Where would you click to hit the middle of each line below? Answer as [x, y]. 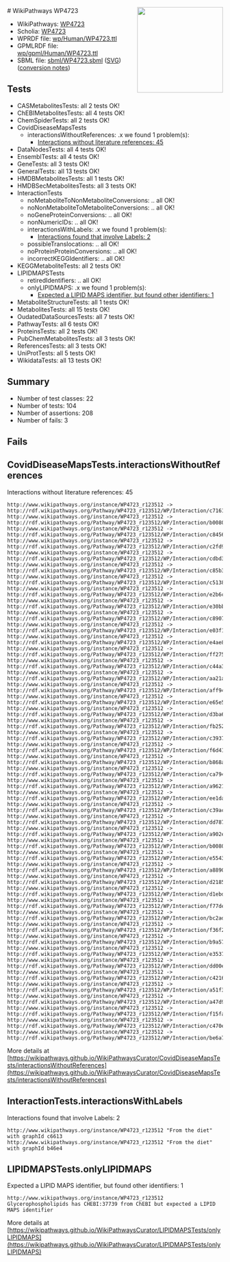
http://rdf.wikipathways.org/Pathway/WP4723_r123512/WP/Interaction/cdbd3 [116, 558]
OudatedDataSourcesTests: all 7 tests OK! [76, 316]
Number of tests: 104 [47, 405]
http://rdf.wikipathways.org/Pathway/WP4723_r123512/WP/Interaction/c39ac [116, 810]
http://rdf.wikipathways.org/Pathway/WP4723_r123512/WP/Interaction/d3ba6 [116, 714]
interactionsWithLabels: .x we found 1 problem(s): [97, 229]
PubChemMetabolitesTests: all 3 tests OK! [76, 338]
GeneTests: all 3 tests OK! [53, 164]
